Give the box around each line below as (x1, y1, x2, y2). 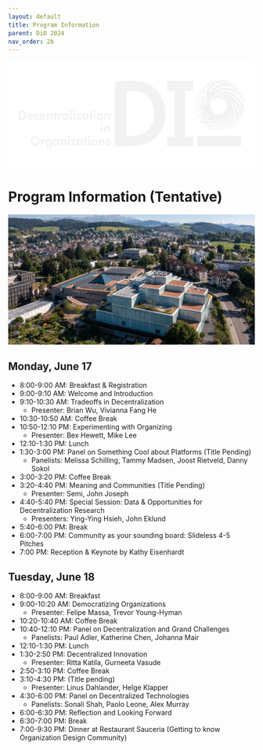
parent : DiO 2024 (8, 29, 65, 37)
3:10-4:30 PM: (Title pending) (19, 675, 116, 684)
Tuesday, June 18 (8, 570, 95, 584)
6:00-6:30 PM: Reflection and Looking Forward (19, 708, 172, 718)
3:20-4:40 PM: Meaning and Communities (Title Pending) (19, 481, 206, 490)
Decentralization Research (19, 506, 105, 515)
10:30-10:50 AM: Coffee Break (19, 414, 117, 423)
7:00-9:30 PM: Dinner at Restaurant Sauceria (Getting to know (19, 725, 221, 734)
